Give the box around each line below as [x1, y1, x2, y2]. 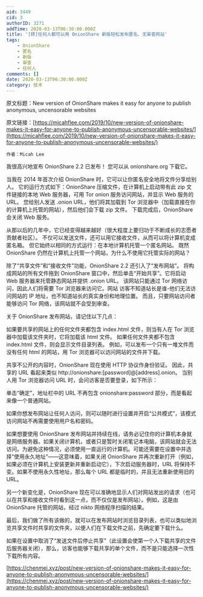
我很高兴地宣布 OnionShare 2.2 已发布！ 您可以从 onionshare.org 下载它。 [6, 163, 191, 170]
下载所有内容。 [6, 552, 43, 559]
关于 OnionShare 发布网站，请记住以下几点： [6, 313, 118, 320]
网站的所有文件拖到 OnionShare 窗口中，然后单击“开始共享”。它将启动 [11, 270, 186, 276]
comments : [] [6, 71, 39, 77]
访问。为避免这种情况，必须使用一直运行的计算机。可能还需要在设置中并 [6, 445, 186, 452]
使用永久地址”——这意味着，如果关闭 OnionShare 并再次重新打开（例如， [14, 453, 197, 460]
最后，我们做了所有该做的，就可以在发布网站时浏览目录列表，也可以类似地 [6, 516, 192, 524]
